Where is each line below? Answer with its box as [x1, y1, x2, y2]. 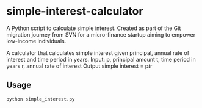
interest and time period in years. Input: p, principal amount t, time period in [6, 56, 197, 63]
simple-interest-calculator [6, 4, 143, 18]
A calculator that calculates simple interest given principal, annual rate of [6, 49, 190, 56]
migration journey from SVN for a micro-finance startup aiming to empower [6, 31, 196, 38]
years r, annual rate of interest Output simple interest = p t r [6, 62, 153, 70]
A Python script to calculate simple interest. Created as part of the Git [6, 24, 181, 32]
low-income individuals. [6, 37, 67, 45]
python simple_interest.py [6, 96, 75, 102]
